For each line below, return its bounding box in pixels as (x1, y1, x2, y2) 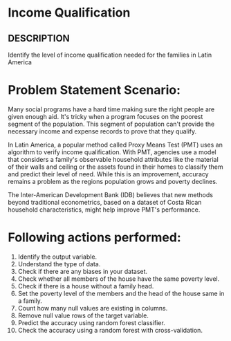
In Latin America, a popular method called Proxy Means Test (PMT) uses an (8, 140, 223, 149)
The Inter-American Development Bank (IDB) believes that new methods (8, 190, 214, 199)
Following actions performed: (8, 230, 182, 246)
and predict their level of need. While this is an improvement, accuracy (8, 169, 210, 178)
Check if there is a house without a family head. (17, 282, 154, 290)
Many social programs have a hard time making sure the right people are (8, 105, 215, 113)
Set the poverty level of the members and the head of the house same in (17, 289, 225, 297)
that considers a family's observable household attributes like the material (8, 155, 219, 163)
